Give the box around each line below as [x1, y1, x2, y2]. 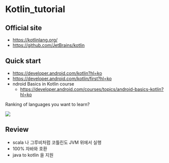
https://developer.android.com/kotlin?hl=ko [12, 70, 102, 76]
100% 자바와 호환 [12, 145, 48, 151]
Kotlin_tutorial [5, 4, 65, 15]
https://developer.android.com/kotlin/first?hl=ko [12, 75, 112, 81]
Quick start [5, 57, 41, 65]
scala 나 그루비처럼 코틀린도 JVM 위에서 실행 [12, 139, 102, 145]
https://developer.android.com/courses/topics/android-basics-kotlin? [20, 86, 164, 92]
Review [5, 125, 29, 134]
